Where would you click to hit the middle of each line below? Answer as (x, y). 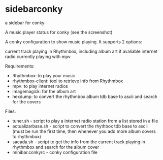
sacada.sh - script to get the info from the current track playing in (79, 142)
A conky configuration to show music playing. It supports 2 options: (74, 42)
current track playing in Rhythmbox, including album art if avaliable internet (81, 51)
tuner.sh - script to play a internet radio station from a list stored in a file (85, 121)
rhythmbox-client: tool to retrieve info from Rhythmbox (67, 81)
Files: (11, 111)
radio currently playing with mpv (38, 56)
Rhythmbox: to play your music (44, 75)
